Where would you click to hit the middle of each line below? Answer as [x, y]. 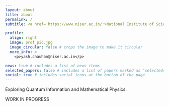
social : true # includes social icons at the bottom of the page [75, 75]
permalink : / [19, 19]
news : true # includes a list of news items [53, 66]
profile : [14, 33]
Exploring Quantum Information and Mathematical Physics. [66, 89]
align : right [23, 38]
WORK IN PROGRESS [27, 99]
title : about [19, 15]
